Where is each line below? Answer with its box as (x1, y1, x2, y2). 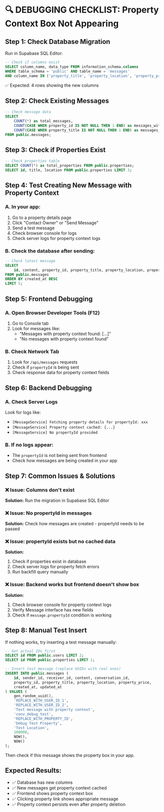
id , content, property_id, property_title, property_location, (14, 267, 145, 273)
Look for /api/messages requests (12, 359, 78, 365)
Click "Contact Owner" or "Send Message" (12, 219, 99, 225)
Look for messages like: (12, 325, 60, 331)
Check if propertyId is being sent (12, 364, 80, 370)
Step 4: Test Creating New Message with (5, 181, 132, 190)
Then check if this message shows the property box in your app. (5, 752, 135, 758)
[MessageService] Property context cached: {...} (12, 425, 116, 430)
